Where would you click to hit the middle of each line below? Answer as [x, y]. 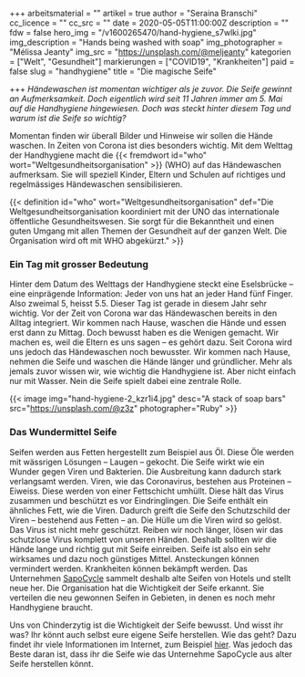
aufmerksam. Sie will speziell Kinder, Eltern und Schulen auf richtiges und [147, 174]
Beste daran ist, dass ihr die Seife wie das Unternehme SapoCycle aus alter [151, 654]
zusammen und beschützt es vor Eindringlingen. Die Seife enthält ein [139, 500]
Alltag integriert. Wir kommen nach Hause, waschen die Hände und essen [148, 323]
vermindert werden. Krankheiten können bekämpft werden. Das [129, 568]
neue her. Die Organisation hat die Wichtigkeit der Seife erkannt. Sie [137, 588]
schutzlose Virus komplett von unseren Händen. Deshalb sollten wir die [143, 539]
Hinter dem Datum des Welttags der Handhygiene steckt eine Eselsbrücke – [152, 284]
